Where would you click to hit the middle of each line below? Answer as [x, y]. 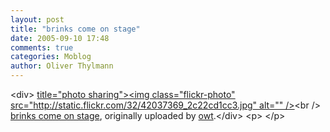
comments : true [42, 47]
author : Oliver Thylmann [62, 66]
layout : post [37, 19]
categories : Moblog [51, 57]
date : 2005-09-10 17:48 [60, 38]
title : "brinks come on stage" [75, 29]
